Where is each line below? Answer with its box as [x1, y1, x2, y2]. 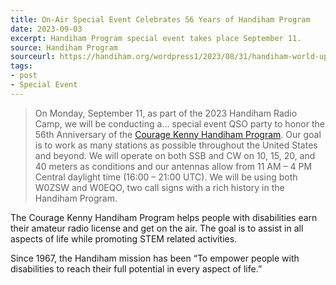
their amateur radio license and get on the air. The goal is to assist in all [10, 222, 304, 234]
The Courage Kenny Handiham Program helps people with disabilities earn [10, 211, 318, 223]
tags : [10, 61, 33, 71]
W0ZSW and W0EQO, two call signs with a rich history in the [34, 181, 285, 193]
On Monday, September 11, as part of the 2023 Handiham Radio [34, 107, 298, 119]
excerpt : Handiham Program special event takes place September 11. [10, 33, 302, 43]
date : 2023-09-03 [10, 24, 83, 34]
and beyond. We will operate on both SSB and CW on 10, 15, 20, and [34, 149, 316, 161]
